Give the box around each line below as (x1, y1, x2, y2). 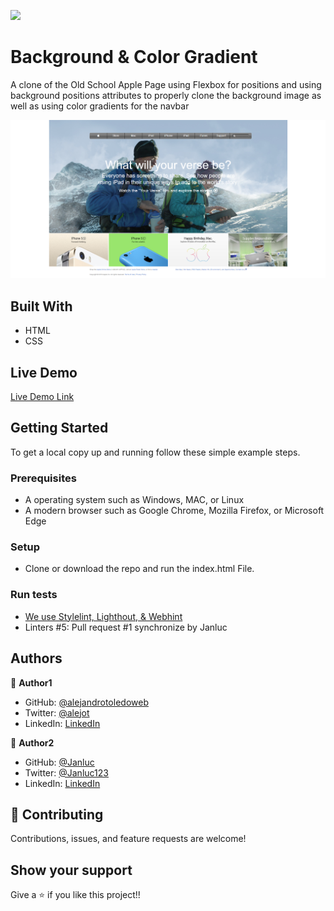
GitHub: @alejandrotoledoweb (24, 696, 149, 708)
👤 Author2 (10, 736, 55, 749)
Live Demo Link (10, 391, 75, 403)
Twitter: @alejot (24, 706, 90, 719)
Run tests (10, 588, 58, 602)
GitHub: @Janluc (24, 756, 95, 768)
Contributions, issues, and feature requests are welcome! (10, 833, 247, 845)
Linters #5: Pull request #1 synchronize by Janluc (24, 621, 228, 633)
